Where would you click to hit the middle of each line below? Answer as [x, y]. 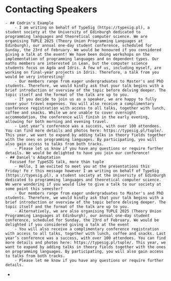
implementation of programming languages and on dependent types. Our [82, 59]
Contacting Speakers [51, 9]
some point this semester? [34, 189]
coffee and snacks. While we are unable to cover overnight [71, 113]
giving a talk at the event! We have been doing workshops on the [78, 54]
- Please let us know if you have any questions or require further [89, 148]
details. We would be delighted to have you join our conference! [78, 153]
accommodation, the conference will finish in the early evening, [78, 117]
